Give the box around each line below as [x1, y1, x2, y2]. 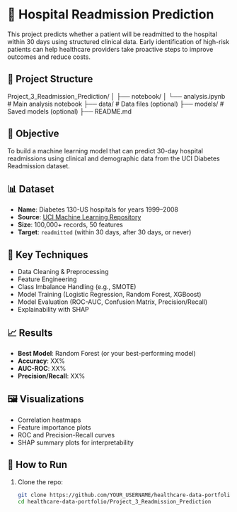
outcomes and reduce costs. [7, 53, 91, 61]
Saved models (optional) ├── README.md [7, 107, 132, 116]
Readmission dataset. [7, 161, 71, 170]
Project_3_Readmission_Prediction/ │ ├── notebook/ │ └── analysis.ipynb [7, 92, 226, 100]
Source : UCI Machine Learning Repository [17, 213, 141, 222]
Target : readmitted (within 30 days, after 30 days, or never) [17, 228, 192, 236]
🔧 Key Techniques [7, 249, 88, 261]
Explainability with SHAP [17, 305, 90, 314]
